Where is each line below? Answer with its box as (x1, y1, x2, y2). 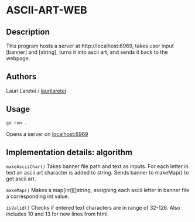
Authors (6, 71, 37, 82)
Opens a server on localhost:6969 (6, 130, 89, 138)
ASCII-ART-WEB (6, 4, 87, 17)
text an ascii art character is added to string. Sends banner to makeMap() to (6, 169, 189, 176)
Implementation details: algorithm (6, 147, 133, 157)
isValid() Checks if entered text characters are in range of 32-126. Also (6, 204, 180, 211)
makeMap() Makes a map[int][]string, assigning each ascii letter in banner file (6, 187, 190, 194)
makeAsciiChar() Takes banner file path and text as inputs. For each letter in (6, 163, 189, 170)
